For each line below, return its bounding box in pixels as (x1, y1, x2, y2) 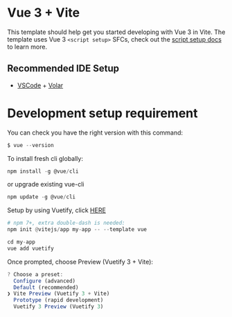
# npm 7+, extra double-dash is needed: (7, 220, 126, 227)
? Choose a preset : (7, 271, 64, 278)
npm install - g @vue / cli (7, 168, 79, 175)
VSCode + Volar (17, 81, 64, 89)
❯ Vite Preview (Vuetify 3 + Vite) (7, 290, 110, 298)
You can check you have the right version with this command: (7, 128, 184, 137)
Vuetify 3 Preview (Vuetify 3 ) (13, 303, 104, 310)
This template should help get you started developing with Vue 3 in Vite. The (7, 28, 226, 36)
